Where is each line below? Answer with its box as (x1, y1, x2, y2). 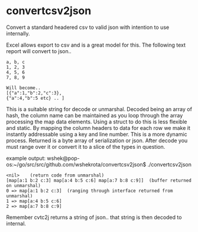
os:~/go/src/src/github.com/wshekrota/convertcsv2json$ (6, 161, 147, 168)
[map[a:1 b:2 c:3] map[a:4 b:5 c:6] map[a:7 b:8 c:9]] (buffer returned (6, 177, 192, 184)
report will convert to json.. (6, 47, 72, 54)
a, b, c (6, 59, 25, 65)
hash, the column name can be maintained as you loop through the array (6, 112, 183, 119)
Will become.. (6, 84, 41, 91)
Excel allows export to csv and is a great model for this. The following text (6, 41, 186, 48)
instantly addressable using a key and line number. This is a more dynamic (6, 130, 187, 138)
